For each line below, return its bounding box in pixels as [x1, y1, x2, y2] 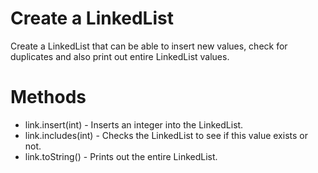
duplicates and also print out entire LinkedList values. [10, 50, 230, 62]
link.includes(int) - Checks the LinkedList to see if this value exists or [24, 129, 308, 141]
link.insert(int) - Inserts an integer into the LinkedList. [24, 118, 244, 131]
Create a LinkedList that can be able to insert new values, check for [10, 40, 288, 52]
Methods [10, 86, 87, 109]
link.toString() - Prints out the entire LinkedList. [24, 150, 218, 162]
